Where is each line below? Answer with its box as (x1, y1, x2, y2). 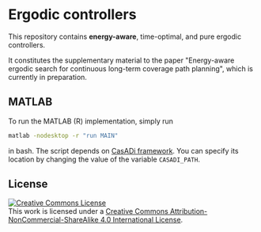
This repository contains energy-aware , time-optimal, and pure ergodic (8, 32, 242, 41)
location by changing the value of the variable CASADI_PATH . (8, 154, 200, 164)
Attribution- (169, 207, 208, 216)
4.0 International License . (100, 215, 183, 225)
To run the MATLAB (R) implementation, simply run (8, 116, 174, 126)
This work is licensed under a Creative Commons (8, 207, 168, 216)
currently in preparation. (8, 72, 87, 82)
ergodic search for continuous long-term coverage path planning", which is (8, 63, 253, 73)
